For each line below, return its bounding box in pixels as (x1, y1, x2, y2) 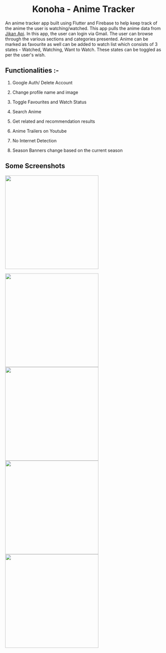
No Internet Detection (12, 137, 57, 143)
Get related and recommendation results (12, 118, 95, 124)
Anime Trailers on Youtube (12, 128, 67, 134)
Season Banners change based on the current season (12, 147, 123, 153)
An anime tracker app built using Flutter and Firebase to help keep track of (5, 20, 158, 26)
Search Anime (12, 108, 41, 114)
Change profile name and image (12, 89, 79, 95)
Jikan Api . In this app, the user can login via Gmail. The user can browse (5, 30, 153, 36)
